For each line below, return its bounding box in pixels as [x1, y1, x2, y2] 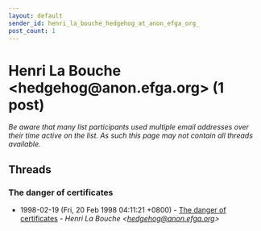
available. [8, 139, 42, 149]
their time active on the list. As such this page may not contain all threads [8, 130, 254, 141]
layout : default [8, 11, 63, 20]
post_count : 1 [8, 27, 56, 35]
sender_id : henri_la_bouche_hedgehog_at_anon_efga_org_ [8, 19, 200, 27]
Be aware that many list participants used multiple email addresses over [8, 122, 250, 132]
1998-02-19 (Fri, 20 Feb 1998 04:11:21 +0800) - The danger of [19, 205, 227, 214]
